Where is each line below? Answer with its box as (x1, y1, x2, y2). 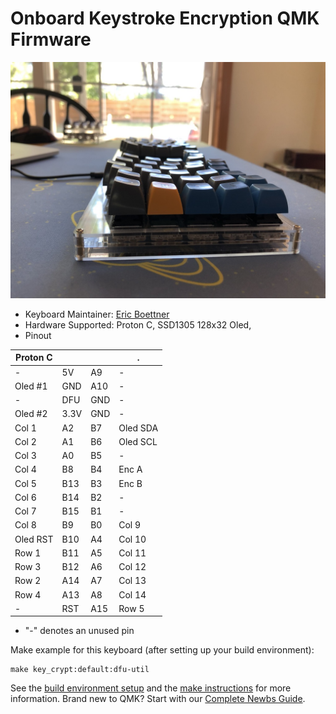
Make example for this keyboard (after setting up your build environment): (10, 644, 315, 656)
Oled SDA (118, 422, 159, 434)
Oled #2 (14, 408, 48, 420)
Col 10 (118, 533, 147, 545)
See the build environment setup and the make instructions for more (10, 682, 292, 694)
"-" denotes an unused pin (24, 625, 135, 637)
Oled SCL (118, 435, 158, 447)
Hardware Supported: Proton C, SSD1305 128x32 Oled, (24, 318, 252, 331)
